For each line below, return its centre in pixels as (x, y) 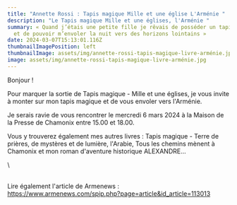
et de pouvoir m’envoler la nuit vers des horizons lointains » (110, 34)
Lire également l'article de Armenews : (63, 186)
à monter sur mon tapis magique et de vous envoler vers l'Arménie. (105, 101)
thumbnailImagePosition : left (52, 47)
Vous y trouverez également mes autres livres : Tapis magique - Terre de (113, 136)
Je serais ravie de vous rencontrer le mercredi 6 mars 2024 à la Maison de (116, 115)
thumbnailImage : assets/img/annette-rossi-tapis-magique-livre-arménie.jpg (121, 54)
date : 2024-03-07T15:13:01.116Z (55, 40)
